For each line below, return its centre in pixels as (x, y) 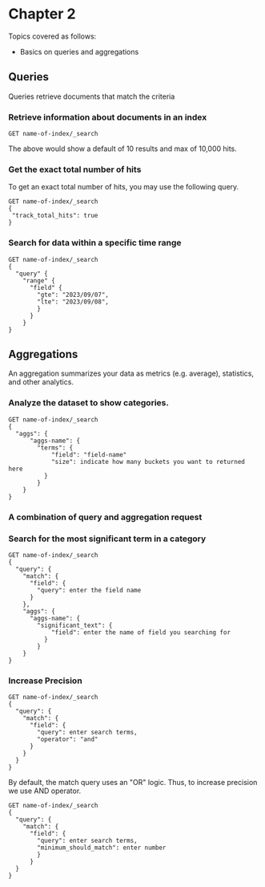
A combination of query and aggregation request (105, 517)
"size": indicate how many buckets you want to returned (148, 462)
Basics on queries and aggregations (79, 51)
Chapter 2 (42, 14)
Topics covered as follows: (52, 36)
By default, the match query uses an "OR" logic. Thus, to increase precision (133, 783)
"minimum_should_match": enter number (102, 848)
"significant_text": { (75, 625)
